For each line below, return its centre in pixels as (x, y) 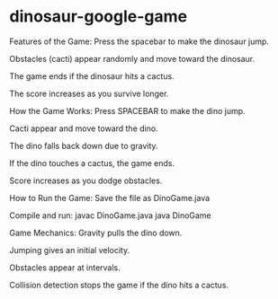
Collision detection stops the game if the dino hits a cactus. (119, 285)
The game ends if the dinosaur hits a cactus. (92, 76)
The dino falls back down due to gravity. (84, 145)
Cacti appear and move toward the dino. (84, 128)
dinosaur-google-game (98, 17)
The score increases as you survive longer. (89, 93)
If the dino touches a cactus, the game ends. (92, 163)
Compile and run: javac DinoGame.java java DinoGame (110, 215)
